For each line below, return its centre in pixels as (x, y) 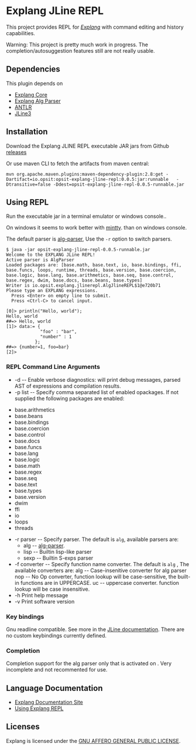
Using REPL (27, 202)
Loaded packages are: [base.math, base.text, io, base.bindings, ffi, (94, 265)
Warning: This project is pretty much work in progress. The (77, 44)
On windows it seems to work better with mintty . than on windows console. (97, 228)
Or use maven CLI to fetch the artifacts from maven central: (78, 163)
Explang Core (31, 94)
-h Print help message (41, 595)
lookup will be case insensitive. (52, 589)
